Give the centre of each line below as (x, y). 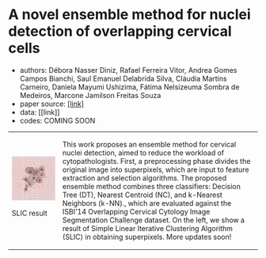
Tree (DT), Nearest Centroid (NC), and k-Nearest (142, 195)
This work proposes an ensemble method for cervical (149, 144)
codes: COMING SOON (57, 120)
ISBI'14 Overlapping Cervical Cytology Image (136, 211)
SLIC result (29, 213)
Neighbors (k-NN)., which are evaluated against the (147, 203)
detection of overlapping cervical (120, 31)
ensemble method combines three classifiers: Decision (152, 186)
